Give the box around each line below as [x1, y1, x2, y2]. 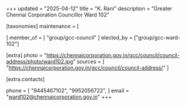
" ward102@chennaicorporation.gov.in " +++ [6, 94, 112, 100]
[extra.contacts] [6, 76, 45, 82]
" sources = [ [72, 58, 105, 65]
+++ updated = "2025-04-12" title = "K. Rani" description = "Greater [6, 5, 172, 12]
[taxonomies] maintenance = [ [6, 23, 79, 29]
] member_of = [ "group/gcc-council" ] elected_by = [6, 34, 133, 41]
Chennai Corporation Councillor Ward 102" [6, 11, 110, 18]
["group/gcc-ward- [134, 34, 181, 41]
